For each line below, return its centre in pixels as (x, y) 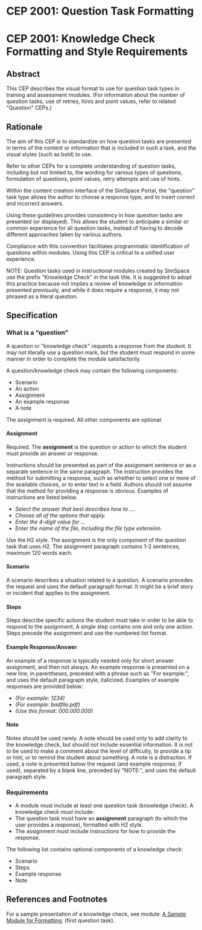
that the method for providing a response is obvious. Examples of (87, 491)
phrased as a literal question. (42, 296)
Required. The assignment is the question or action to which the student (96, 447)
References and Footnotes (57, 899)
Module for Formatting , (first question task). (61, 920)
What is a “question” (37, 333)
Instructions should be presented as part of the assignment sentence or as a (101, 465)
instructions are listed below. (42, 497)
